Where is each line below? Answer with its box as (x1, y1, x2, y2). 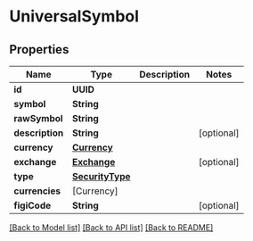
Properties (9, 42, 69, 57)
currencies (13, 185, 61, 197)
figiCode (13, 199, 52, 212)
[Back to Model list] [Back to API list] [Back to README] (9, 222, 214, 233)
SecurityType (71, 170, 131, 182)
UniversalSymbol (9, 6, 140, 27)
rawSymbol (13, 112, 64, 124)
